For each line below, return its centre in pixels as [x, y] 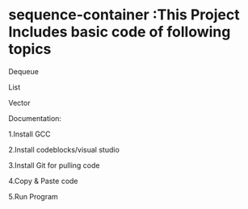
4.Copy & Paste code [43, 181]
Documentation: [35, 118]
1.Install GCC [29, 134]
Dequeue [23, 71]
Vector [19, 102]
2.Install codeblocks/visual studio [64, 149]
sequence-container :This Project [124, 15]
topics [30, 49]
